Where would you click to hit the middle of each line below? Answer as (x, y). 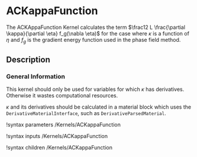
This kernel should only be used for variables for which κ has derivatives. (95, 89)
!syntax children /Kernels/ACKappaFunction (59, 148)
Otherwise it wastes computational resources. (62, 96)
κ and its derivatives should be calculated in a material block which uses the (98, 107)
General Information (36, 77)
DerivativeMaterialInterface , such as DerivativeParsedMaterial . (86, 113)
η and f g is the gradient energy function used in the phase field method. (93, 40)
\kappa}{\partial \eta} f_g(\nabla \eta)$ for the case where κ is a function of (98, 33)
